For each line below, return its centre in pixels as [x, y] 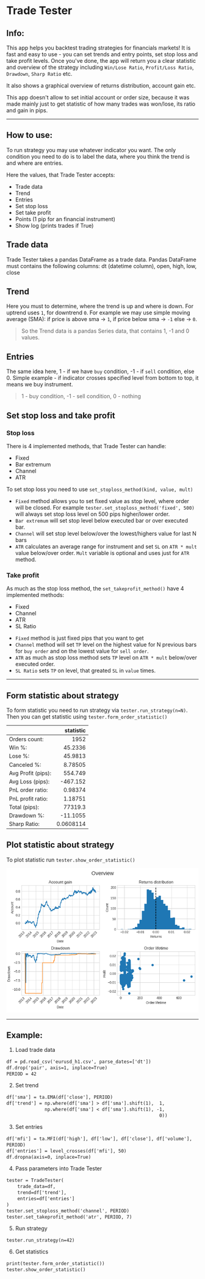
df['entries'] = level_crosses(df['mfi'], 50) [67, 1151]
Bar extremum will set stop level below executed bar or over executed [102, 520]
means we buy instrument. [40, 385]
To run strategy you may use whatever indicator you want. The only [91, 150]
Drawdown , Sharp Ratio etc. [39, 74]
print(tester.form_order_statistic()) [56, 1264]
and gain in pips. [27, 110]
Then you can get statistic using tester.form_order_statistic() [87, 717]
